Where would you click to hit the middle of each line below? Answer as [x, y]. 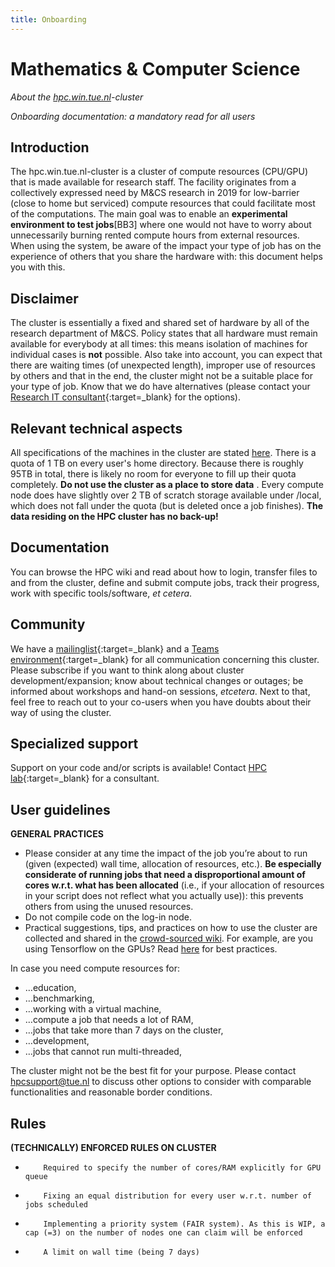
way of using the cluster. [61, 712]
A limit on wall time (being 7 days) [121, 1252]
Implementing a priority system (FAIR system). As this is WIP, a [184, 1224]
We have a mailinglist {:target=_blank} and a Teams [115, 648]
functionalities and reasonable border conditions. [111, 1092]
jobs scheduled [56, 1205]
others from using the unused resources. [109, 907]
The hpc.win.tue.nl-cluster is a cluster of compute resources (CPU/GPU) [159, 172]
